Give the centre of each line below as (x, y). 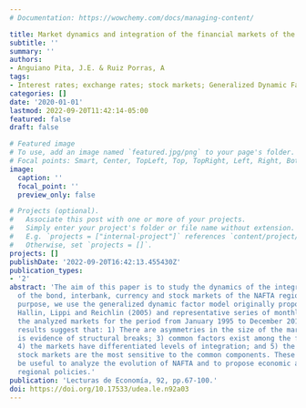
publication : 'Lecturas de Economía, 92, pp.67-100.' (114, 380)
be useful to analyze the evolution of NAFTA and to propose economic (154, 364)
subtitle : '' (34, 43)
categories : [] (38, 93)
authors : (26, 60)
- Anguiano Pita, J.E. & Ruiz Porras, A (87, 68)
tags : (20, 77)
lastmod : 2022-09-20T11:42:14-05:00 (79, 110)
